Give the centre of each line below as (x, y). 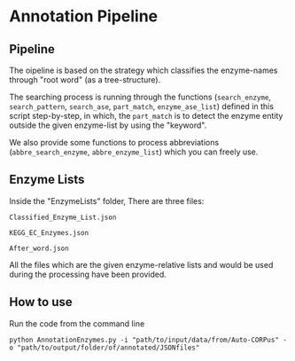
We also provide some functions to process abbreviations (114, 142)
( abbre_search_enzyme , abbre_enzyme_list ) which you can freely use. (134, 152)
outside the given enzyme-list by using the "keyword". (108, 125)
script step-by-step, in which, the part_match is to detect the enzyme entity (146, 116)
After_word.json (39, 248)
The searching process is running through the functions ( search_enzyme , (140, 97)
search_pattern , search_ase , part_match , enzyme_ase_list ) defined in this (142, 106)
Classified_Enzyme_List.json (63, 217)
